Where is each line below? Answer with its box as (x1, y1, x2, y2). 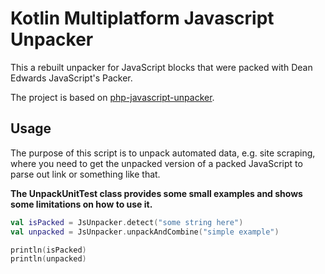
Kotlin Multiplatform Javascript (10, 7, 275, 30)
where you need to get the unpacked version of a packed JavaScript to (10, 157, 303, 169)
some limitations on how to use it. (10, 198, 153, 210)
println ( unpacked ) (10, 254, 87, 264)
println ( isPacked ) (10, 245, 87, 255)
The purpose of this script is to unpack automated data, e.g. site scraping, (10, 147, 316, 159)
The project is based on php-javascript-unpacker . (10, 91, 215, 103)
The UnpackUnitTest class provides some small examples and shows (10, 187, 303, 199)
